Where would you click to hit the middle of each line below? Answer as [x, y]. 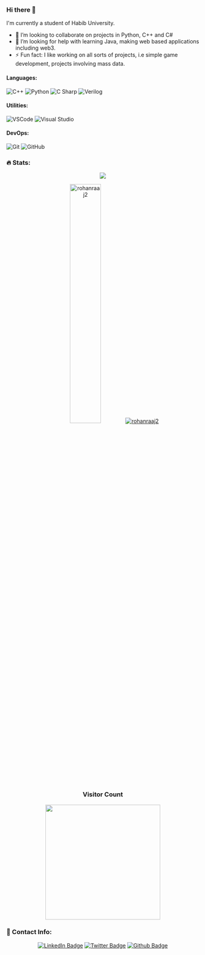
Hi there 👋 [21, 10]
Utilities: [17, 105]
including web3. [35, 48]
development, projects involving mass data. [70, 64]
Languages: [22, 78]
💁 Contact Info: [29, 932]
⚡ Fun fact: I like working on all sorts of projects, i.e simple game [96, 55]
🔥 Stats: [18, 162]
